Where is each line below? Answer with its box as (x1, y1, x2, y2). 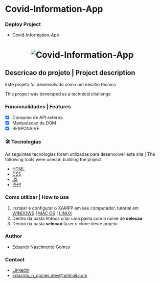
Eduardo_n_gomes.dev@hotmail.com (12, 273, 87, 279)
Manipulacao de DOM (12, 120, 56, 126)
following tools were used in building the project (5, 157, 102, 163)
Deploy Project (5, 21, 41, 28)
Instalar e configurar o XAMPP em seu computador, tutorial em (12, 205, 139, 211)
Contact (5, 256, 25, 263)
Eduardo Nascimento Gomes (12, 244, 70, 250)
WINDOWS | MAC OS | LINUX (12, 210, 72, 216)
